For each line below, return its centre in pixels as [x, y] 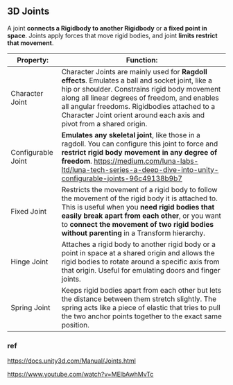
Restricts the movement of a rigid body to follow [139, 189]
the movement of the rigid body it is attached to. [140, 198]
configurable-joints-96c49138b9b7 [122, 178]
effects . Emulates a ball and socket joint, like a [137, 80]
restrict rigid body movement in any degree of [139, 152]
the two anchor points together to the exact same [141, 316]
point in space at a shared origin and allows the [138, 253]
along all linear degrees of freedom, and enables [140, 98]
